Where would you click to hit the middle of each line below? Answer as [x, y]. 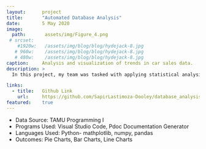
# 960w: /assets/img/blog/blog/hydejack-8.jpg [79, 52]
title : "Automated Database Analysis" [64, 18]
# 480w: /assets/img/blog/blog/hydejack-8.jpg [79, 57]
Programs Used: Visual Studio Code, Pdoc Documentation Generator [102, 126]
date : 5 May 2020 [38, 23]
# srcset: [21, 40]
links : [15, 85]
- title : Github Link [42, 91]
